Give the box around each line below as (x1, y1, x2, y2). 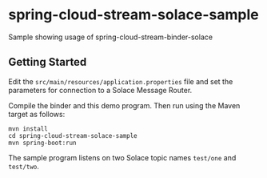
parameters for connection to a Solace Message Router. (8, 85, 193, 95)
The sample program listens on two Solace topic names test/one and (8, 152, 237, 162)
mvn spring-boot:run (8, 139, 78, 147)
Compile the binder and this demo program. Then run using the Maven (8, 100, 241, 110)
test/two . (8, 161, 40, 171)
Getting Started (8, 55, 87, 69)
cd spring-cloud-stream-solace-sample (8, 131, 137, 140)
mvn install (8, 124, 48, 133)
